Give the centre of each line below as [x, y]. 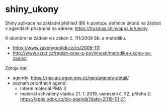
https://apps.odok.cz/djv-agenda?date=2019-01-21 [73, 99]
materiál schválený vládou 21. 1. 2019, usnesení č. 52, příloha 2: [86, 93]
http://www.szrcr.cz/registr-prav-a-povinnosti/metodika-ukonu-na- [82, 53]
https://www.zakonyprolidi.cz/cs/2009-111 [56, 47]
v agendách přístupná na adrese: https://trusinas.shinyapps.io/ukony [76, 28]
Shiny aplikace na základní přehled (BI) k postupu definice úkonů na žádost [83, 23]
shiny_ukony [32, 9]
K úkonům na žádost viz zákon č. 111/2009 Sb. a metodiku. [66, 38]
